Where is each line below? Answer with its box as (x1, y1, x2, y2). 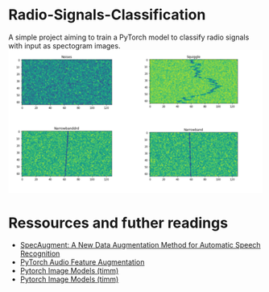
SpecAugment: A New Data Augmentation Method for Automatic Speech (19, 240, 261, 250)
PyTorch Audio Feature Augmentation (19, 257, 145, 267)
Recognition (19, 248, 60, 259)
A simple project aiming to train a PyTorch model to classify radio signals (8, 32, 250, 42)
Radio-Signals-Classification (8, 6, 206, 24)
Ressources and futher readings (8, 214, 228, 232)
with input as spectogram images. (8, 40, 121, 50)
